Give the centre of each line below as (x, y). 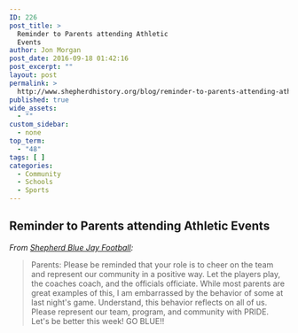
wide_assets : (33, 108)
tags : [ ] (27, 157)
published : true (39, 100)
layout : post (33, 75)
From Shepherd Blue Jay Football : (71, 247)
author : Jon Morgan (45, 50)
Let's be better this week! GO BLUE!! (98, 321)
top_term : (27, 141)
